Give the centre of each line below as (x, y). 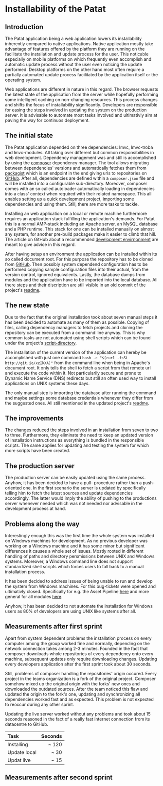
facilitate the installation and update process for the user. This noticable (77, 54)
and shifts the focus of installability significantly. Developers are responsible (81, 105)
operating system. (23, 80)
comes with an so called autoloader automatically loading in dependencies (80, 189)
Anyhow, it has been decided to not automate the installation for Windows (79, 606)
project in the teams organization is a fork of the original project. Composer (81, 679)
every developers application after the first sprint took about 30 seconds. (78, 664)
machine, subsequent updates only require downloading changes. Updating (81, 659)
